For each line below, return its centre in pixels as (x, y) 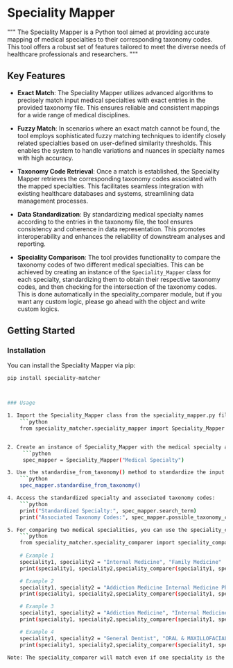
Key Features (36, 76)
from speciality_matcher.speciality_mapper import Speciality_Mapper (122, 428)
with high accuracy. (45, 158)
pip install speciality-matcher (54, 378)
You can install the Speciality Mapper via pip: (71, 365)
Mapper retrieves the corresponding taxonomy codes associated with (117, 178)
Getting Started (41, 331)
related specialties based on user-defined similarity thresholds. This (114, 143)
